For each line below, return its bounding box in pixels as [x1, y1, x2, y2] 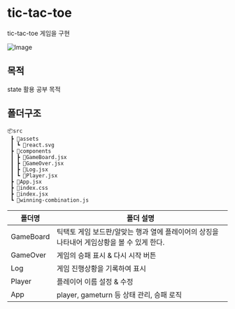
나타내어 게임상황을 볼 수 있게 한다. [57, 237, 165, 247]
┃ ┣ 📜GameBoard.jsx [10, 153, 68, 160]
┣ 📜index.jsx [10, 191, 49, 198]
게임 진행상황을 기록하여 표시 [57, 263, 147, 273]
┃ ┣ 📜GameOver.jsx [10, 160, 64, 167]
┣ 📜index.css [10, 184, 49, 191]
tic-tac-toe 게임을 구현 [7, 29, 70, 37]
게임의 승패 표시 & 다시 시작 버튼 [57, 250, 157, 260]
